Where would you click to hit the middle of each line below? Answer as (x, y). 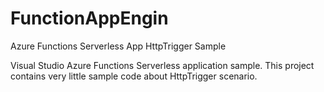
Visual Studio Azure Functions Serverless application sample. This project (162, 65)
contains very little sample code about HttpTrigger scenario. (134, 76)
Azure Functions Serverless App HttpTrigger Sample (118, 46)
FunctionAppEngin (89, 18)
